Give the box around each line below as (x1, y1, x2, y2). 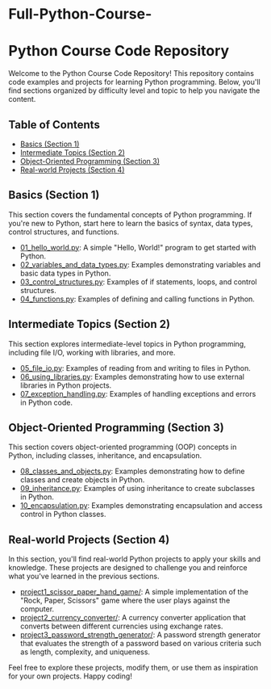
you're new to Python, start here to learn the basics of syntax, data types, (8, 218, 253, 228)
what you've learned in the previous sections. (8, 571, 160, 582)
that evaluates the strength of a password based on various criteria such (19, 639, 262, 649)
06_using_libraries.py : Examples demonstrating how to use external (19, 372, 244, 381)
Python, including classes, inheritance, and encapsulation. (8, 451, 202, 460)
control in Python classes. (19, 510, 106, 519)
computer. (19, 604, 55, 614)
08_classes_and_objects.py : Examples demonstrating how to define (19, 466, 245, 477)
